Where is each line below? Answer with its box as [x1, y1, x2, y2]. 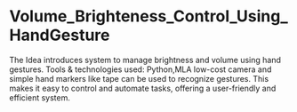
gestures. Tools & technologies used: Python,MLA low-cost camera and [9, 64, 272, 75]
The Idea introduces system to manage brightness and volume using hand [9, 54, 282, 65]
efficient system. [9, 92, 71, 103]
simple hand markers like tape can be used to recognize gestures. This [9, 73, 269, 84]
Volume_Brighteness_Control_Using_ [9, 6, 289, 27]
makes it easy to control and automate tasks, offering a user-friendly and [9, 83, 277, 93]
